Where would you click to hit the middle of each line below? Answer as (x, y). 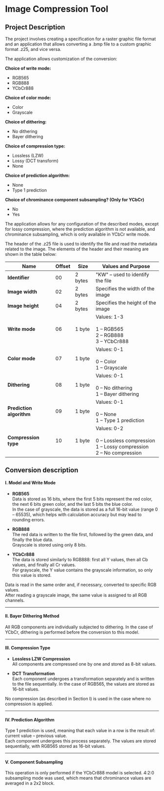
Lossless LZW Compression (41, 659)
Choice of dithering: (26, 122)
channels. (15, 600)
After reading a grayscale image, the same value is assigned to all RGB (76, 595)
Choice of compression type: (35, 146)
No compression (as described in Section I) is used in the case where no (78, 699)
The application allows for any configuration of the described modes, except (82, 224)
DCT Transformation (33, 673)
